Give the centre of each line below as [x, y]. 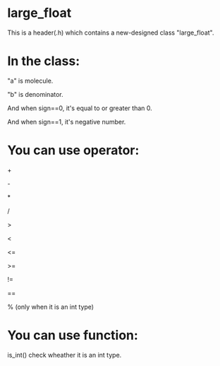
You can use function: [73, 335]
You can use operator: [73, 150]
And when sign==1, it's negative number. [67, 122]
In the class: [44, 61]
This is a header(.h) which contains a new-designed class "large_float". [111, 33]
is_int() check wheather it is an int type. [65, 355]
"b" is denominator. [35, 94]
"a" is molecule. [30, 81]
